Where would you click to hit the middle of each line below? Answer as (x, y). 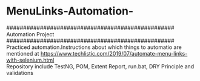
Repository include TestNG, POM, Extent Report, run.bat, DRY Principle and (100, 66)
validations (20, 73)
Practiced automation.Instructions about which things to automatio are (94, 47)
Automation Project (30, 34)
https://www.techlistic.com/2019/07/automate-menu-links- (114, 53)
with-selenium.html (30, 60)
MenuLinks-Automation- (70, 11)
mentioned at (23, 53)
